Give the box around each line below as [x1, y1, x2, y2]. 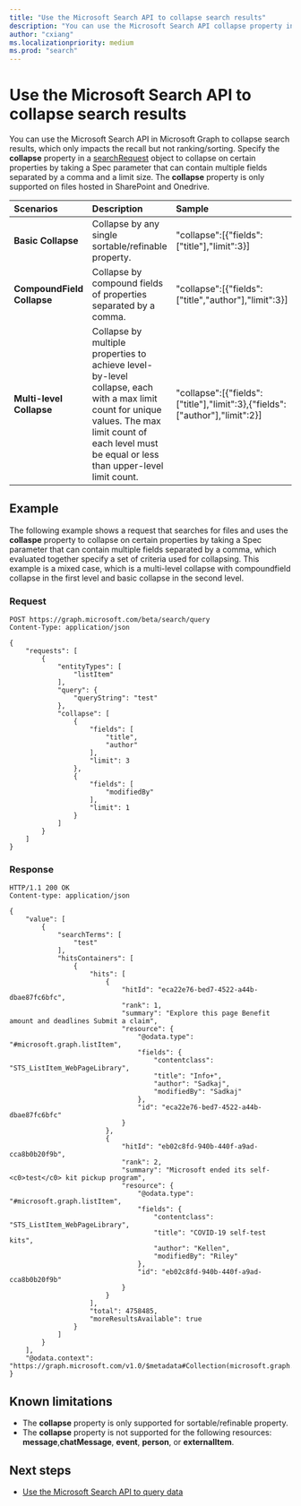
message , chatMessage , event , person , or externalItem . [21, 1437, 235, 1448]
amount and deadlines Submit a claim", [9, 1017, 159, 1026]
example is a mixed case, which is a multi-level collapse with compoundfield [9, 563, 291, 573]
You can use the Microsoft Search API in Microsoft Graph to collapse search [9, 133, 290, 144]
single [91, 229, 118, 242]
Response [9, 864, 54, 876]
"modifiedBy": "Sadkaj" [153, 1088, 243, 1097]
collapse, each [91, 382, 154, 394]
